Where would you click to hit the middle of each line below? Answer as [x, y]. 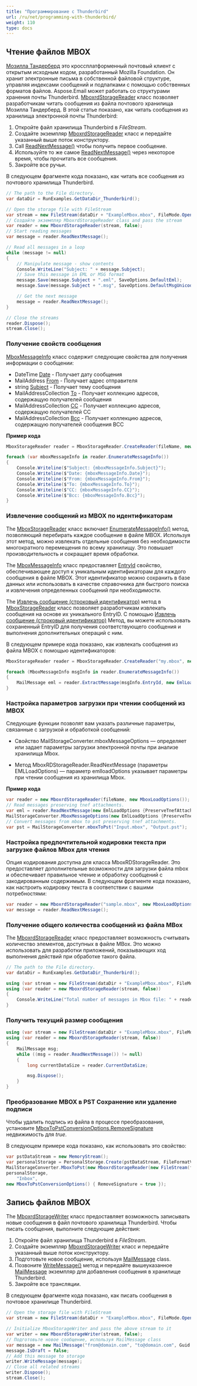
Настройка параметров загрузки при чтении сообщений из [96, 703]
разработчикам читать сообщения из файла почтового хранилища [90, 104]
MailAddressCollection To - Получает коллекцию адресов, [87, 393]
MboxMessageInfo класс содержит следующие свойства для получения [97, 357]
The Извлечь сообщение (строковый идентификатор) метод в [84, 601]
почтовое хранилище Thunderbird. [49, 1302]
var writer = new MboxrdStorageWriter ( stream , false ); [74, 1334]
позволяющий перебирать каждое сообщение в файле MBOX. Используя [98, 535]
